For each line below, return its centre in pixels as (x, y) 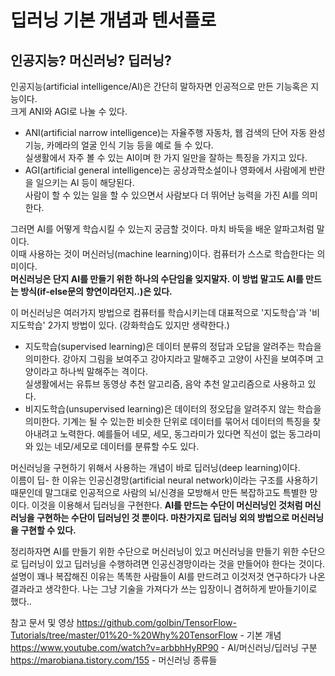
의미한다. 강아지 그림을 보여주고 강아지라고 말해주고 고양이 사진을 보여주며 (169, 359)
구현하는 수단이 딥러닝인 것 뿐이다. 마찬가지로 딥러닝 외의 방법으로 (163, 517)
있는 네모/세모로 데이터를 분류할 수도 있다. (117, 446)
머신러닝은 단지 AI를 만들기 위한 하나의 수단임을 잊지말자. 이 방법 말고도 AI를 (157, 279)
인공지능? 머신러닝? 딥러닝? (91, 60)
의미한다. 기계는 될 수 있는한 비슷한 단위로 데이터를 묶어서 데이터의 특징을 (167, 421)
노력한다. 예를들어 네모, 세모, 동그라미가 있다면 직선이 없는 (173, 434)
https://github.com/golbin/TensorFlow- (156, 622)
